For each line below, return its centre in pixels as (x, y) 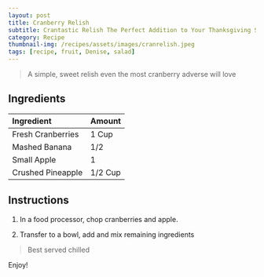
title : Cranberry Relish (49, 23)
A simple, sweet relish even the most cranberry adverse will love (132, 74)
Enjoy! (18, 264)
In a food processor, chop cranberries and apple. (99, 219)
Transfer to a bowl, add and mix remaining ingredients (107, 234)
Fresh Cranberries (46, 134)
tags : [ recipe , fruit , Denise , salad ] (71, 52)
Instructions (38, 200)
